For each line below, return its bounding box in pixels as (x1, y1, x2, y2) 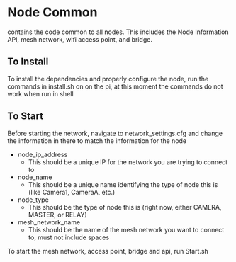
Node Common (7, 4, 98, 21)
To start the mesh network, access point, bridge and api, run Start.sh (7, 246, 209, 255)
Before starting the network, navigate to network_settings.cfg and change (7, 129, 223, 137)
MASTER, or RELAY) (28, 210, 87, 219)
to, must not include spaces (28, 233, 110, 241)
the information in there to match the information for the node (7, 136, 186, 145)
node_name (17, 173, 52, 181)
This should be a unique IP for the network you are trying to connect (28, 157, 228, 166)
